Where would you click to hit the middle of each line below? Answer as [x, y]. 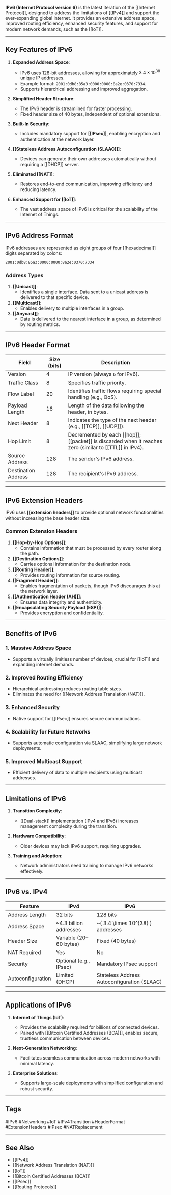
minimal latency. [37, 1063]
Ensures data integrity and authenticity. [61, 602]
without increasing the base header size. [48, 518]
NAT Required [24, 952]
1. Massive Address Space [38, 648]
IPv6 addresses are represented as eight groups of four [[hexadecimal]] [81, 248]
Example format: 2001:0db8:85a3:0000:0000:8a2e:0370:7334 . [83, 84]
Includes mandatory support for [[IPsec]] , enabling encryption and [90, 134]
